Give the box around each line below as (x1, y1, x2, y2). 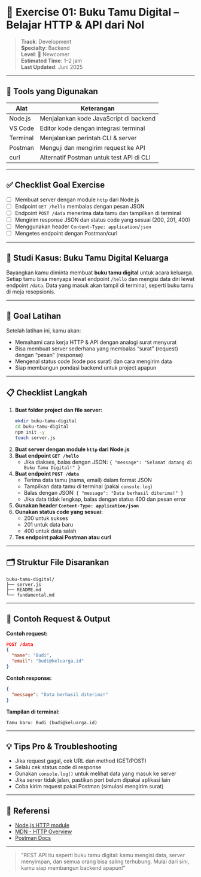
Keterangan (80, 104, 115, 113)
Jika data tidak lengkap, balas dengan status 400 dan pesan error (23, 495, 187, 503)
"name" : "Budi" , (11, 652, 52, 658)
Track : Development (20, 38, 72, 45)
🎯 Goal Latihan (6, 311, 62, 321)
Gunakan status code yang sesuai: (14, 508, 103, 515)
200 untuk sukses (23, 515, 69, 522)
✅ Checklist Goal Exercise (6, 180, 105, 190)
